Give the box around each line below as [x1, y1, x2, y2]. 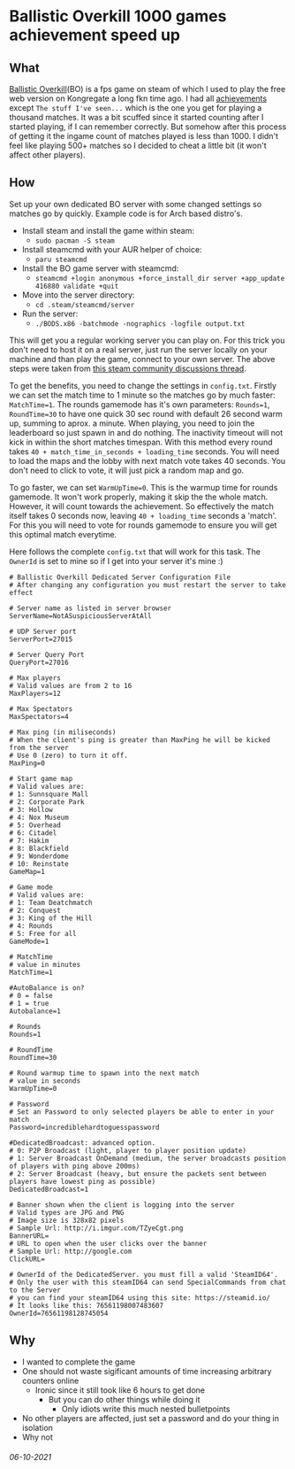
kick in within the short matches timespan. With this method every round [9, 437, 273, 447]
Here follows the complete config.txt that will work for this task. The [9, 546, 261, 557]
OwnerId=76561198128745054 [9, 1309, 109, 1318]
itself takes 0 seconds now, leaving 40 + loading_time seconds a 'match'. [9, 510, 277, 521]
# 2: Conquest [9, 906, 62, 915]
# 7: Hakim [9, 836, 49, 845]
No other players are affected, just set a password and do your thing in [21, 1412, 280, 1423]
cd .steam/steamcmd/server [34, 300, 135, 309]
